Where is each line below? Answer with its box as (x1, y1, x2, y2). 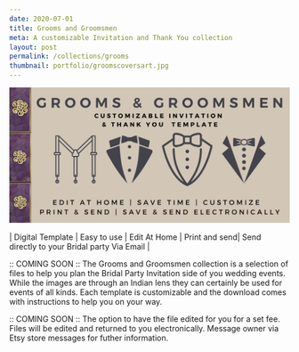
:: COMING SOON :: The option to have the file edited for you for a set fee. (9, 313, 280, 324)
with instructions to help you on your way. (9, 296, 163, 307)
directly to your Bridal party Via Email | (9, 241, 150, 251)
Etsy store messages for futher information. (9, 332, 169, 343)
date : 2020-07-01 (9, 14, 74, 23)
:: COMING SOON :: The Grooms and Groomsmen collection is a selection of (9, 258, 289, 269)
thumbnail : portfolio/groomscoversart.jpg (9, 61, 169, 70)
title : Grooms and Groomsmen (9, 23, 117, 33)
